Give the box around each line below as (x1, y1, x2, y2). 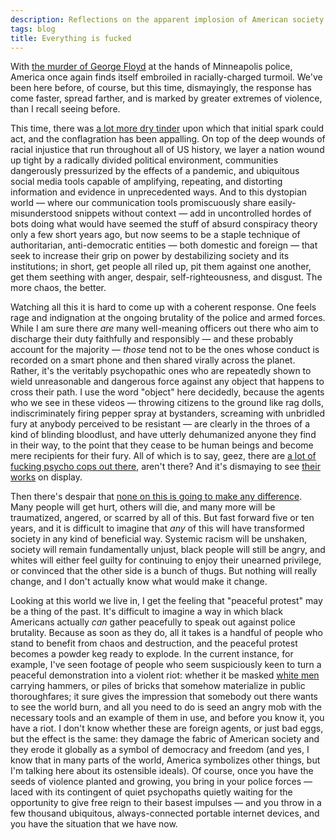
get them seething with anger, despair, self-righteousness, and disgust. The (10, 271, 323, 283)
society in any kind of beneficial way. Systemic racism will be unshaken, (10, 533, 308, 545)
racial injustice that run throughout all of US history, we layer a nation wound (10, 144, 325, 156)
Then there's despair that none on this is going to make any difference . (10, 491, 303, 503)
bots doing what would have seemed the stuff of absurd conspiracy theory (10, 218, 318, 230)
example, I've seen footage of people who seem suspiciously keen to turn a (10, 659, 322, 671)
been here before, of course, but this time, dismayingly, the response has (10, 82, 312, 94)
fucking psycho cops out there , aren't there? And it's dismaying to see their (10, 461, 321, 473)
